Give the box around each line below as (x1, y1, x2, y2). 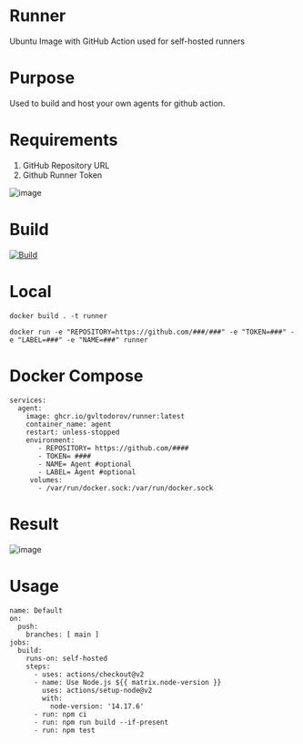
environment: (25, 435, 76, 445)
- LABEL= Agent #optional (37, 467, 136, 477)
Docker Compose (9, 366, 144, 386)
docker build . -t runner (9, 311, 107, 320)
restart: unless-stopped (25, 428, 120, 437)
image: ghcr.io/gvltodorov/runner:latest (25, 411, 185, 420)
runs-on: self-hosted (25, 654, 107, 663)
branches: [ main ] (25, 630, 100, 639)
